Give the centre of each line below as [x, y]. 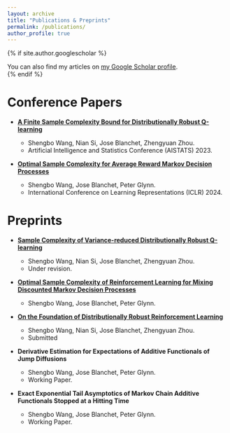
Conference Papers [65, 103]
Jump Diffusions [42, 359]
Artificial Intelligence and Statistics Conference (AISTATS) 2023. [120, 151]
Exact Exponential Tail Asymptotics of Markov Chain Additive [108, 394]
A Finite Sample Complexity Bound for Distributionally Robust [109, 122]
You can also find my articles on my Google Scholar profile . [93, 67]
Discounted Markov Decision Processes [77, 290]
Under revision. [50, 269]
